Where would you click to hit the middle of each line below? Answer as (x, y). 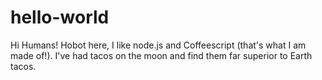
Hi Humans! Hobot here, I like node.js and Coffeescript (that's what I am (158, 45)
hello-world (60, 17)
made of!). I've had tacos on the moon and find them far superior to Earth (161, 55)
